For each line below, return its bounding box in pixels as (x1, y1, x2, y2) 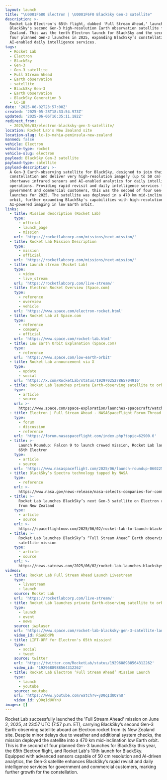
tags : (5, 44, 16, 49)
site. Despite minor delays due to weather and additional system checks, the (5, 732, 162, 738)
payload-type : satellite (5, 160, 57, 165)
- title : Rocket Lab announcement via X (9, 359, 94, 364)
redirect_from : (5, 118, 37, 124)
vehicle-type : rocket (5, 147, 50, 152)
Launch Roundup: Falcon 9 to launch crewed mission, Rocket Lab (18, 443, 155, 448)
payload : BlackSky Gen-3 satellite (5, 156, 79, 160)
